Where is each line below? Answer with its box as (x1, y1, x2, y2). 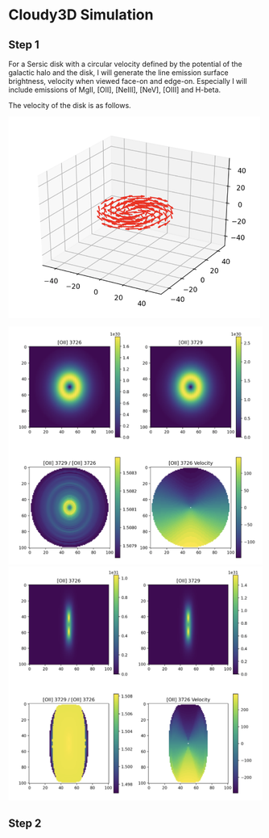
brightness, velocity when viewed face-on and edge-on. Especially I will (8, 77, 247, 86)
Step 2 (8, 816, 42, 830)
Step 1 (8, 38, 40, 52)
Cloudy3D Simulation (8, 6, 154, 24)
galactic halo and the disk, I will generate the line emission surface (8, 68, 230, 78)
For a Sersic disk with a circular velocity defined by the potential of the (8, 59, 243, 69)
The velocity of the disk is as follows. (8, 101, 131, 110)
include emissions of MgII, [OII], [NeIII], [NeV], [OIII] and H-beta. (8, 85, 221, 94)
